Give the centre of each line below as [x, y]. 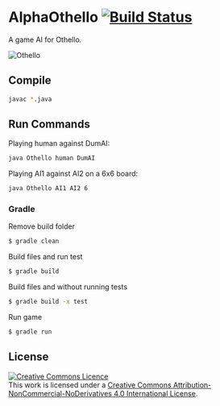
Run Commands [49, 124]
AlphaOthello [54, 17]
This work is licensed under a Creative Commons [90, 385]
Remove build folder [42, 226]
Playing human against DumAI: [59, 143]
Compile [30, 81]
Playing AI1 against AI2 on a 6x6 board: [73, 174]
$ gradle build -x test [48, 302]
